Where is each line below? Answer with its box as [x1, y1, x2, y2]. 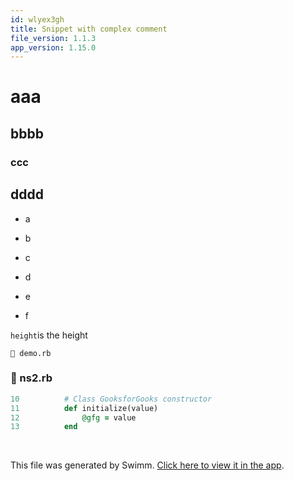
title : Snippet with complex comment [10, 24, 168, 34]
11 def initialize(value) [10, 403, 159, 413]
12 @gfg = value [10, 412, 137, 423]
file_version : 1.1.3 [10, 33, 97, 43]
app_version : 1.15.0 [10, 42, 97, 53]
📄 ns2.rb [10, 371, 53, 385]
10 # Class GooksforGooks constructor [10, 394, 213, 404]
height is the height [10, 329, 88, 341]
